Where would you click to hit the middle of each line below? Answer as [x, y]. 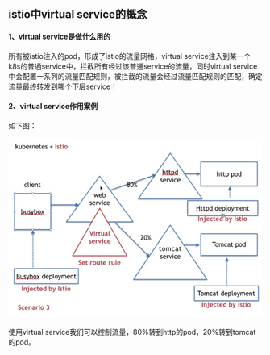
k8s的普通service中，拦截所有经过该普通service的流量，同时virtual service [133, 66]
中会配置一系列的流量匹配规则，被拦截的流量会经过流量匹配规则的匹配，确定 [135, 76]
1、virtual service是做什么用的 [60, 36]
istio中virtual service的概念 [78, 15]
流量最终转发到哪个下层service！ [63, 86]
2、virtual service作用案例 [53, 106]
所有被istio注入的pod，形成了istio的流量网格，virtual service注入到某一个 [130, 56]
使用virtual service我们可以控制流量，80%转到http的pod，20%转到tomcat [132, 332]
